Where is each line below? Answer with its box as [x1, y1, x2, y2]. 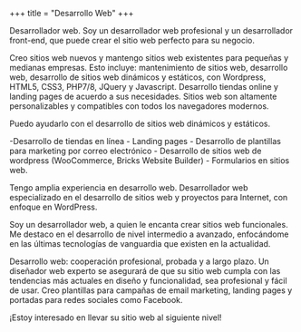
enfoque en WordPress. [9, 201, 98, 212]
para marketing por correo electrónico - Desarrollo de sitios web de [9, 145, 262, 156]
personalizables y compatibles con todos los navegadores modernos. [9, 101, 269, 112]
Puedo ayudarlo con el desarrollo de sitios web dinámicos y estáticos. [9, 118, 270, 129]
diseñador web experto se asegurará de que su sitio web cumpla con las [9, 266, 281, 276]
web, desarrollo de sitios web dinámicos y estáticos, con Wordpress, [9, 72, 267, 83]
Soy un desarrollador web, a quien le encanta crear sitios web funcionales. [9, 220, 288, 229]
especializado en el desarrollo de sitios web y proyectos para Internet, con [9, 192, 288, 202]
